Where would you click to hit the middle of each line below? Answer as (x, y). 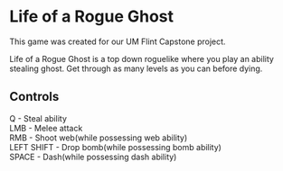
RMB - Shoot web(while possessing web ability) (99, 138)
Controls (34, 97)
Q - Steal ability (38, 118)
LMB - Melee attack (46, 128)
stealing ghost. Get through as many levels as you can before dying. (136, 68)
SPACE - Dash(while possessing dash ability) (93, 157)
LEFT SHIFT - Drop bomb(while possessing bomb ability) (115, 147)
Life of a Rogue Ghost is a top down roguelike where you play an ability (141, 58)
